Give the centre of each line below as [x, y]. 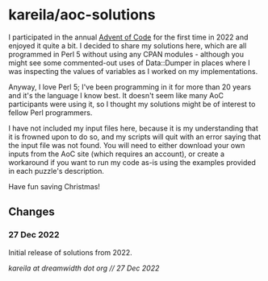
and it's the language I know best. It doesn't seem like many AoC [116, 95]
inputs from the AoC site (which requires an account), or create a [116, 154]
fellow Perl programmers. [50, 112]
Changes [31, 212]
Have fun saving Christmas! [54, 186]
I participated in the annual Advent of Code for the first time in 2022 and [128, 37]
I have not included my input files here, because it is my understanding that [133, 128]
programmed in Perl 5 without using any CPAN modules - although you [126, 54]
